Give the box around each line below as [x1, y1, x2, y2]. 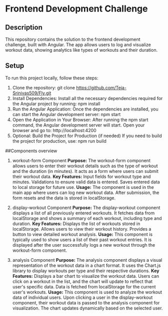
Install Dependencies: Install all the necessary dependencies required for [12, 95, 163, 101]
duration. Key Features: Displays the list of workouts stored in [12, 221, 140, 227]
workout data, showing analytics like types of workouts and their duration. [5, 47, 158, 53]
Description [5, 23, 42, 32]
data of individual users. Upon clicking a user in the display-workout [12, 294, 153, 300]
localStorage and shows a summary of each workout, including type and [12, 215, 162, 221]
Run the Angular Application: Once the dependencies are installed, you [12, 106, 158, 112]
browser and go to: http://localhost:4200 [12, 127, 96, 133]
